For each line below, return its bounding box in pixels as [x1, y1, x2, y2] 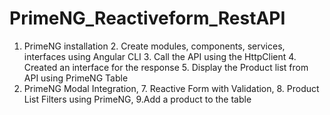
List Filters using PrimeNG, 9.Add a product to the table [23, 93, 252, 105]
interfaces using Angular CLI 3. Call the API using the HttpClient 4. [23, 50, 297, 62]
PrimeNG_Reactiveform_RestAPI [9, 7, 286, 30]
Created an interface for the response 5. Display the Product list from [23, 61, 309, 73]
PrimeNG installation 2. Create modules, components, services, [23, 40, 286, 52]
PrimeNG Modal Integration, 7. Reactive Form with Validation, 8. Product [23, 82, 320, 94]
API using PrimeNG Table [23, 72, 129, 84]
